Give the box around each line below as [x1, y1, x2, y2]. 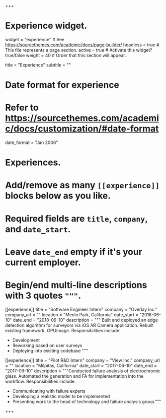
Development [12, 337, 40, 343]
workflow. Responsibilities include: [5, 378, 76, 384]
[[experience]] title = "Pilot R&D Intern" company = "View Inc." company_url [5, 357, 160, 363]
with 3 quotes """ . [5, 290, 82, 301]
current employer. [5, 257, 81, 268]
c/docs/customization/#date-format [5, 123, 159, 135]
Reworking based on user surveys [12, 342, 83, 348]
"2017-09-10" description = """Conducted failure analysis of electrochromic [5, 368, 161, 374]
